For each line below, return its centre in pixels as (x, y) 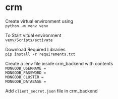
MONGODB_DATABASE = (26, 81)
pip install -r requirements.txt (40, 54)
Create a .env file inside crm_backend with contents (59, 63)
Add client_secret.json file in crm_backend (51, 91)
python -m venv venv (27, 26)
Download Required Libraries (35, 49)
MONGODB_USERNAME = (26, 68)
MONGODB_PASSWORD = (26, 73)
